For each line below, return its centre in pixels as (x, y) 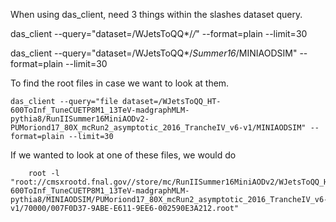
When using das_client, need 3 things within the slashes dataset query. (156, 14)
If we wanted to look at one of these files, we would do (123, 155)
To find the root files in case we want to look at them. (120, 83)
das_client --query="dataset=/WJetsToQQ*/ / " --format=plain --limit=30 (159, 33)
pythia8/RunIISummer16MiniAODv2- (80, 119)
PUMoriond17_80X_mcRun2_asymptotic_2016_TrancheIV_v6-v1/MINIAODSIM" (158, 128)
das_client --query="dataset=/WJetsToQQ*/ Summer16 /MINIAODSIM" (154, 53)
